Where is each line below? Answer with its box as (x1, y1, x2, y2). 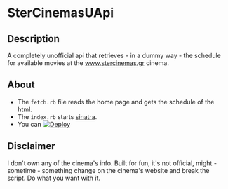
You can (17, 120, 42, 128)
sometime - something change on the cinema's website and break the (7, 166, 210, 174)
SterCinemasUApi (7, 5, 114, 21)
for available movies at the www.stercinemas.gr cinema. (7, 59, 170, 67)
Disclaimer (7, 140, 55, 152)
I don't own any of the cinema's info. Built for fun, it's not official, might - (7, 159, 217, 167)
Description (7, 33, 60, 45)
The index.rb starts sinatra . (17, 112, 98, 120)
